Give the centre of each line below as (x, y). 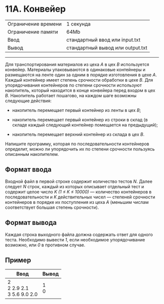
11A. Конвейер (35, 9)
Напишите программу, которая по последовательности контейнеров (77, 144)
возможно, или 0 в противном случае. (45, 245)
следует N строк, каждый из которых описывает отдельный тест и (75, 186)
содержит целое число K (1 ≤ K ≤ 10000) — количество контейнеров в (78, 192)
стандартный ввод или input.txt (103, 40)
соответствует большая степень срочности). (52, 207)
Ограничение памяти (33, 32)
